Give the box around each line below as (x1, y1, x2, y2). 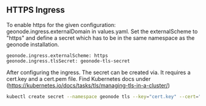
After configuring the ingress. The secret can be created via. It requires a (6, 69, 191, 76)
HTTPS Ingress (6, 5, 66, 15)
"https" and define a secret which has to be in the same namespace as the (6, 34, 195, 42)
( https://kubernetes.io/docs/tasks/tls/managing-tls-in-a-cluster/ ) (6, 81, 170, 89)
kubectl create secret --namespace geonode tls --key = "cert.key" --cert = (6, 93, 199, 100)
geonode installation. (6, 40, 59, 48)
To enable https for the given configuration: (6, 21, 116, 28)
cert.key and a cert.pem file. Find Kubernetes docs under (6, 75, 151, 82)
